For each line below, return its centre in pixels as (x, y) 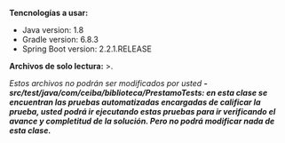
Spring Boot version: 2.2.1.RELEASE (87, 49)
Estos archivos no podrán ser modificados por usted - (109, 83)
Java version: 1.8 (53, 30)
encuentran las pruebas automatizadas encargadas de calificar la (135, 102)
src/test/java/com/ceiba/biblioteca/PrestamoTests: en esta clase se (139, 93)
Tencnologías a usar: (49, 13)
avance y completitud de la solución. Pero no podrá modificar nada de (142, 121)
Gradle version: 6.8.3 (60, 40)
